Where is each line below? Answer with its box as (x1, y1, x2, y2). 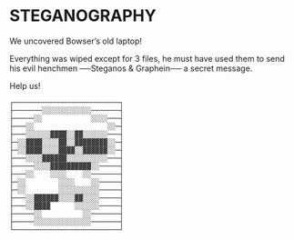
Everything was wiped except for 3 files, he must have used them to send (9, 53, 285, 64)
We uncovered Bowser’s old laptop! (9, 35, 143, 46)
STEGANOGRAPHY (9, 5, 157, 26)
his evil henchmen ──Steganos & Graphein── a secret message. (9, 63, 253, 74)
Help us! (9, 80, 41, 91)
